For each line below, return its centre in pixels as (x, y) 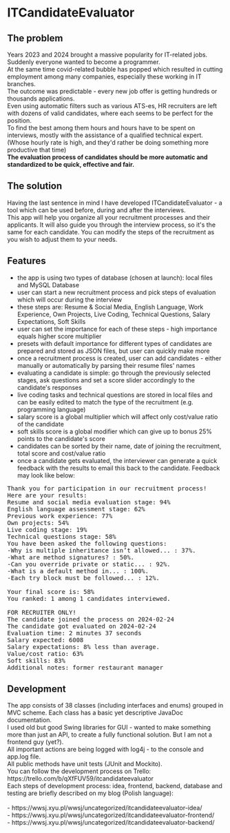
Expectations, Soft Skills (51, 321)
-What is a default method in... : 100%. (78, 571)
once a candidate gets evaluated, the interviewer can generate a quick (117, 460)
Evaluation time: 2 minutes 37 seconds (74, 633)
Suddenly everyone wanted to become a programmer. (84, 62)
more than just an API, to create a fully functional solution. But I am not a (109, 734)
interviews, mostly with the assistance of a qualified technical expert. (105, 135)
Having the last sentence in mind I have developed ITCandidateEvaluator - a (115, 203)
